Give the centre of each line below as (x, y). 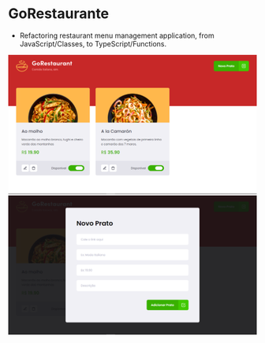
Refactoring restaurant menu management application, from (117, 35)
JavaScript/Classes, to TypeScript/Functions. (93, 43)
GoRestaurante (59, 14)
